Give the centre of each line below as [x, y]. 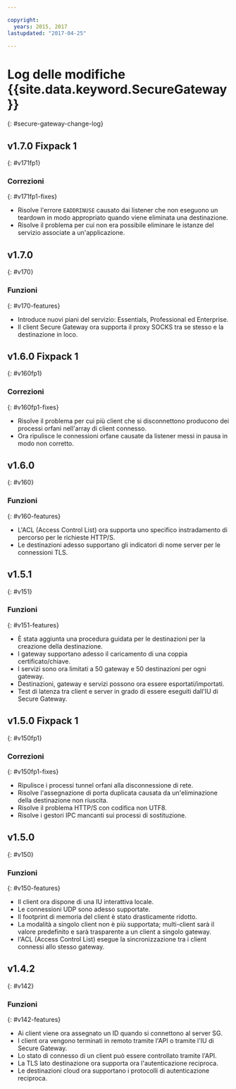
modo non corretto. [45, 443]
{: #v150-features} [34, 888]
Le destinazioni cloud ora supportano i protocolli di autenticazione [113, 1071]
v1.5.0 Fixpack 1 [43, 721]
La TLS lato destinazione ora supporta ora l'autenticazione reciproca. [118, 1064]
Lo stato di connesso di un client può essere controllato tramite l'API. [117, 1056]
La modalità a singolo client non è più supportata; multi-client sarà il [116, 925]
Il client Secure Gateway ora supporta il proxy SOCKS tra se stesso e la [120, 327]
